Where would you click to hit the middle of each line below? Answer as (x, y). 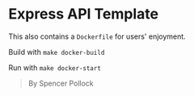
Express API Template (84, 14)
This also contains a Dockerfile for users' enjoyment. (97, 36)
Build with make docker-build (57, 52)
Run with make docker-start (55, 67)
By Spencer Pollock (61, 83)
